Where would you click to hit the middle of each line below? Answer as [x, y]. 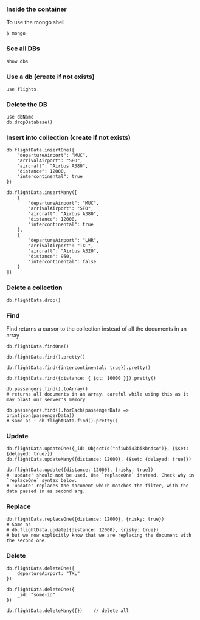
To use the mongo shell [36, 22]
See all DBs [23, 49]
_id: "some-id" [36, 594]
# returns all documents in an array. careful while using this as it [98, 394]
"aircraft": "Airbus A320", [64, 251]
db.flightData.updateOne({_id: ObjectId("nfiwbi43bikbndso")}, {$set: [98, 449]
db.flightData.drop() [34, 300]
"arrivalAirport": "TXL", [61, 246]
